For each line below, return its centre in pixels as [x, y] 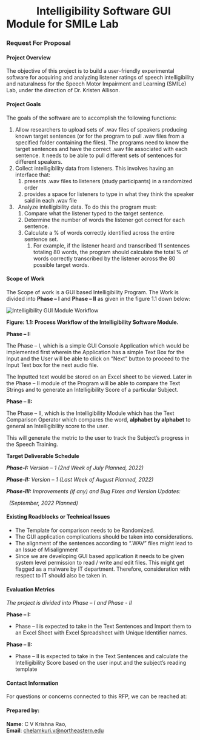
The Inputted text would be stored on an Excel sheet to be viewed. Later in [99, 377]
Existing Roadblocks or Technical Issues [58, 517]
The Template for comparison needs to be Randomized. [85, 530]
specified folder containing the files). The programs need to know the [102, 142]
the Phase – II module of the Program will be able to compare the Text [93, 383]
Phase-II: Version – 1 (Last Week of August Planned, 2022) [80, 479]
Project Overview [29, 57]
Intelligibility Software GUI [104, 11]
